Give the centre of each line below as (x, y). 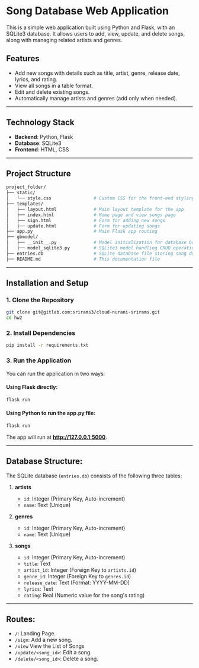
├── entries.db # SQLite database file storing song (96, 254)
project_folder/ (26, 187)
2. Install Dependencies (41, 333)
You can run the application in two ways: (56, 373)
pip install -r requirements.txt (47, 346)
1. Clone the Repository (40, 300)
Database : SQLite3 (38, 143)
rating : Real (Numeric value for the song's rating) (84, 595)
